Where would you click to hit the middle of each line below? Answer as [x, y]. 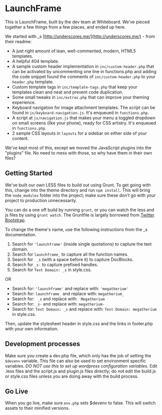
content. [20, 138]
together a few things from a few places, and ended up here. [65, 27]
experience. [24, 102]
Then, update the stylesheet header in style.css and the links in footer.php [79, 323]
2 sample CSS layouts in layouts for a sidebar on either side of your [80, 133]
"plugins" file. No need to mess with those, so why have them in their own [79, 153]
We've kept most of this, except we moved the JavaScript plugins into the [78, 148]
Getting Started [29, 173]
